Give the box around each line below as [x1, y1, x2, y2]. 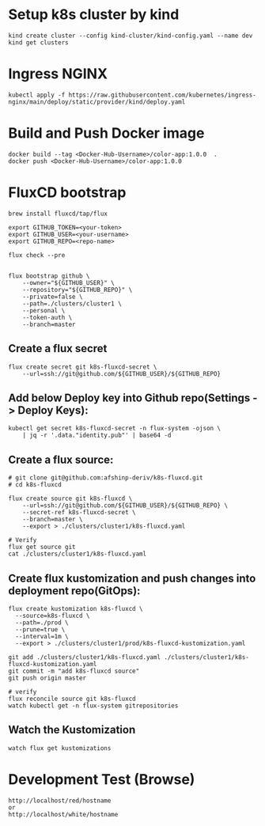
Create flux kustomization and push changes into [8, 571, 256, 585]
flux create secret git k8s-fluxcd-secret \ [8, 362, 157, 371]
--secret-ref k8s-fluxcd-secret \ [22, 509, 136, 517]
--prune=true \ [15, 626, 66, 634]
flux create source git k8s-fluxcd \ [8, 494, 133, 503]
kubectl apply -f [8, 91, 66, 99]
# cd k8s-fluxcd [8, 481, 62, 489]
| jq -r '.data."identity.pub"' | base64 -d [22, 431, 172, 440]
